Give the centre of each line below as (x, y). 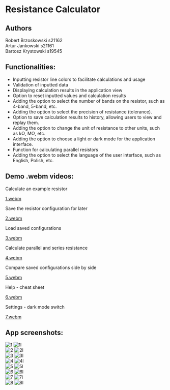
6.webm (14, 297)
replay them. (26, 123)
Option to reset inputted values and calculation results (69, 96)
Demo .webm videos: (39, 176)
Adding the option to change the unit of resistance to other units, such (86, 128)
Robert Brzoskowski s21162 (34, 40)
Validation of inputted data (40, 84)
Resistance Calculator (53, 9)
